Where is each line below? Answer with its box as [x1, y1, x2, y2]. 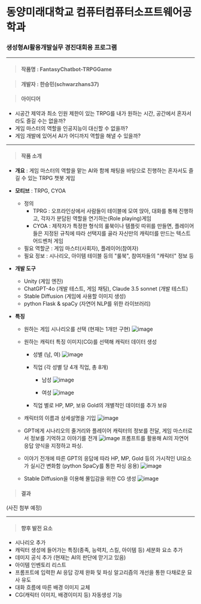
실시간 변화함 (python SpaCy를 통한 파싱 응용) [30, 462, 139, 469]
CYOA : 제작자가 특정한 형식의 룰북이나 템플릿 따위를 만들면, [32, 222, 173, 230]
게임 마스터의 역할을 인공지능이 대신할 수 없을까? [14, 124, 129, 132]
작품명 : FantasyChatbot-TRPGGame [20, 66, 112, 73]
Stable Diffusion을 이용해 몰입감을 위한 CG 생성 [23, 475, 136, 482]
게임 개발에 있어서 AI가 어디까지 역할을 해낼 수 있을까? [14, 132, 141, 139]
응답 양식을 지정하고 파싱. [23, 442, 84, 449]
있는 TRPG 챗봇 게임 [28, 175, 75, 182]
